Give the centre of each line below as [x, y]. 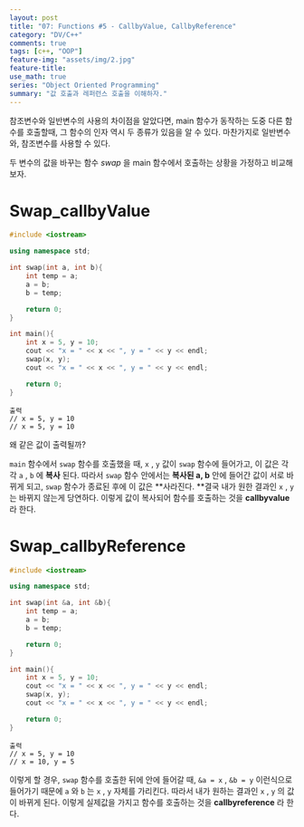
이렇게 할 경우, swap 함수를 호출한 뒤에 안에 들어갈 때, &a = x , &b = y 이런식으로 [151, 779]
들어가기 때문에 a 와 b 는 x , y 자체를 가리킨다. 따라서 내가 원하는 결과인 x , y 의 [147, 791]
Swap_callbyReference [98, 546]
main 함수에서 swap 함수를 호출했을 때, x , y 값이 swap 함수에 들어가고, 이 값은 [144, 464]
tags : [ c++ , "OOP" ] [46, 52]
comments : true [38, 43]
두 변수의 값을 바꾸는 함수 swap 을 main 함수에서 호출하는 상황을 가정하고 [139, 162]
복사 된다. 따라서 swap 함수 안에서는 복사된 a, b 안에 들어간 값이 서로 [165, 475]
